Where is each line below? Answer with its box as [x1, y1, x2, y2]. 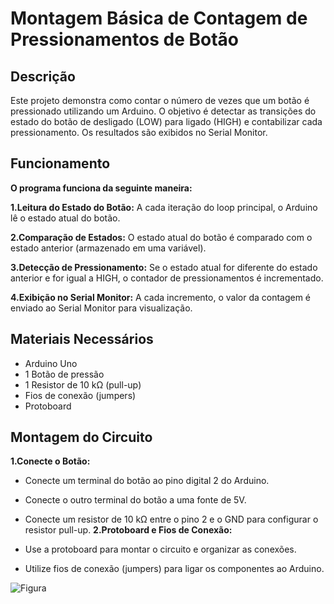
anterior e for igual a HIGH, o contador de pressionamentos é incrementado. [10, 272, 324, 284]
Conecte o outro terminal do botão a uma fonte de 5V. [24, 494, 247, 506]
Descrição [10, 68, 76, 85]
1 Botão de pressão [24, 368, 105, 380]
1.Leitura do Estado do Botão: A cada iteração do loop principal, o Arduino [10, 201, 318, 213]
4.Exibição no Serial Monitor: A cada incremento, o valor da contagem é [10, 291, 312, 303]
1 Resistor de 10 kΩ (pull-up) [24, 378, 142, 391]
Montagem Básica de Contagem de [10, 7, 308, 30]
